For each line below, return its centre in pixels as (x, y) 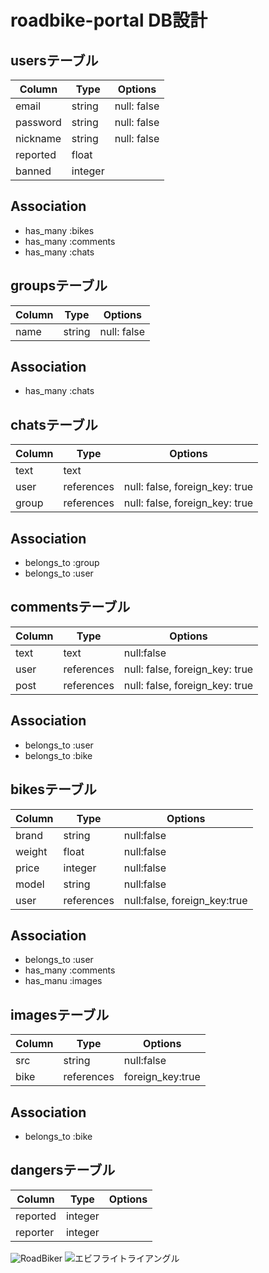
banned (33, 171)
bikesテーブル (53, 789)
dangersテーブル (63, 1170)
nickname (38, 138)
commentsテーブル (70, 607)
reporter (35, 1232)
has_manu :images (63, 981)
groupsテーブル (59, 286)
